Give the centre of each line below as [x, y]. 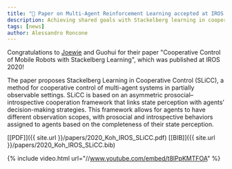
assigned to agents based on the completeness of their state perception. [110, 124]
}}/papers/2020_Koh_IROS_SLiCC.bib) [61, 145]
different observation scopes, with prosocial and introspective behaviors [110, 117]
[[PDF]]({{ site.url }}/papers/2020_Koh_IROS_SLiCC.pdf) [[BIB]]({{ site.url [111, 138]
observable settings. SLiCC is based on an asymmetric [85, 95]
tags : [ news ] [26, 26]
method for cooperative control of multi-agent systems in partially [101, 88]
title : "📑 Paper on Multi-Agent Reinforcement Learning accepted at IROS [116, 13]
